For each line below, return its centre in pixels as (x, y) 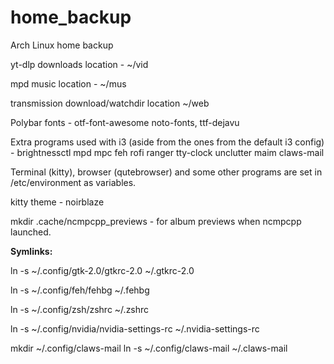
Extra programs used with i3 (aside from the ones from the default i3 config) (167, 142)
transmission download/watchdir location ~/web (110, 103)
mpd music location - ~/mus (68, 83)
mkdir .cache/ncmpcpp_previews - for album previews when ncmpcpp (156, 221)
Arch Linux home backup (62, 45)
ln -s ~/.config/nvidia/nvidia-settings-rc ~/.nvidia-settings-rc (135, 328)
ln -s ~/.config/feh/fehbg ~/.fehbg (80, 290)
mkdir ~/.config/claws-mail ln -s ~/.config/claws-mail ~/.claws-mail (149, 348)
